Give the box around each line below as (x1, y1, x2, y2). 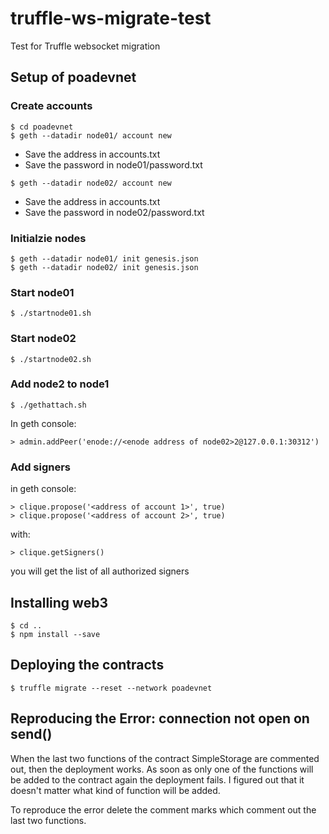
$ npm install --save (10, 629, 101, 639)
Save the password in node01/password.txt (24, 158, 203, 171)
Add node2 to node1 (10, 377, 110, 391)
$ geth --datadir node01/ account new (10, 130, 172, 141)
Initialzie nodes (10, 231, 87, 245)
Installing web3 (10, 594, 108, 611)
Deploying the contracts (10, 657, 165, 674)
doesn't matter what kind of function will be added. (10, 784, 221, 796)
